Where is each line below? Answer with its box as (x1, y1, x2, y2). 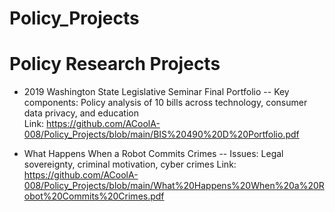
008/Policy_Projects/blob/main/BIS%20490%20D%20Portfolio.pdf (23, 128, 300, 141)
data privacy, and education (23, 107, 139, 119)
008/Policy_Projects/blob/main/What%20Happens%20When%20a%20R (23, 180, 325, 192)
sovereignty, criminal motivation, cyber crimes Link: (23, 158, 237, 171)
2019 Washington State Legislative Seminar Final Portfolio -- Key (23, 86, 290, 98)
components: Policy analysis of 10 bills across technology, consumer (23, 97, 308, 109)
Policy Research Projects (9, 53, 221, 76)
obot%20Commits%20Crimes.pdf (23, 190, 165, 202)
